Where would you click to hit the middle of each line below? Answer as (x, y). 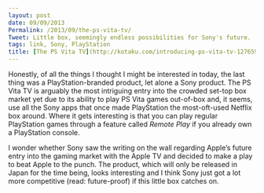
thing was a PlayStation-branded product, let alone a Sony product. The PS (130, 82)
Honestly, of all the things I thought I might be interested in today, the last (126, 74)
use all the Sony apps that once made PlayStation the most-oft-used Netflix (130, 107)
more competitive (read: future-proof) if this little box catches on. (114, 181)
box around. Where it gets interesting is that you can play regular (113, 116)
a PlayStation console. (44, 133)
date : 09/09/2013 (37, 23)
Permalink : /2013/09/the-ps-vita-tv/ (70, 30)
